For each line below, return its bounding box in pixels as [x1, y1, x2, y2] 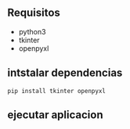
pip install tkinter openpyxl [7, 87, 107, 95]
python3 [18, 27, 46, 36]
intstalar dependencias [7, 66, 123, 80]
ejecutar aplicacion [7, 109, 103, 122]
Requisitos [7, 6, 60, 20]
